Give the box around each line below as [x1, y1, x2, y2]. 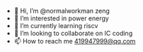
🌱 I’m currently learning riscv [13, 22, 98, 30]
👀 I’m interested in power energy [13, 14, 110, 22]
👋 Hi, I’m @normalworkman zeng [13, 7, 110, 15]
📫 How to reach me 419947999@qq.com [13, 37, 136, 45]
